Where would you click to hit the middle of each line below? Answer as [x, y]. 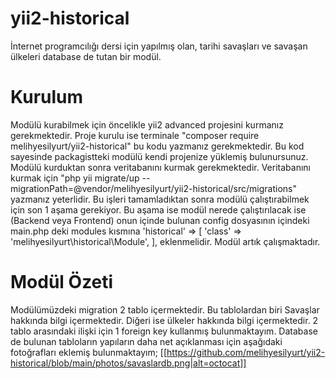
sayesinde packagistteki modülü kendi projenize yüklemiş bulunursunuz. [159, 156]
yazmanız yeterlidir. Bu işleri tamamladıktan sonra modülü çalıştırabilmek [160, 199]
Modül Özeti [62, 282]
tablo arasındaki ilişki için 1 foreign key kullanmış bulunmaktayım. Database [164, 331]
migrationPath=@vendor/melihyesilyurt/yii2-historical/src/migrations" [153, 188]
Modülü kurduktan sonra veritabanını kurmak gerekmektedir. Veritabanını [160, 167]
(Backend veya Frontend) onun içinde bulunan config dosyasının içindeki [160, 220]
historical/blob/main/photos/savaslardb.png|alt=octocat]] [128, 363]
